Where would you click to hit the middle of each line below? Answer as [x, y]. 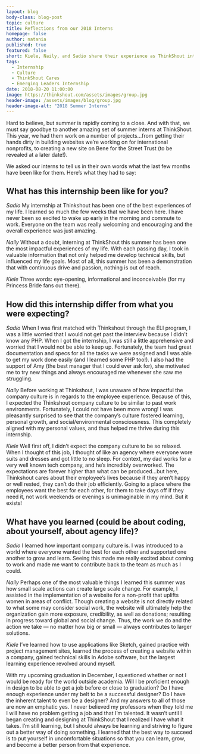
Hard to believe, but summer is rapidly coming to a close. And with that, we [98, 123]
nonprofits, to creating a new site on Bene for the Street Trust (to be [89, 148]
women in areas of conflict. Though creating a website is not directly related [100, 601]
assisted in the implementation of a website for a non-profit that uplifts [93, 595]
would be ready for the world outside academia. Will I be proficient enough [98, 681]
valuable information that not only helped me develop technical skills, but [96, 255]
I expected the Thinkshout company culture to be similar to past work [91, 403]
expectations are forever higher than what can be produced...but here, [93, 471]
